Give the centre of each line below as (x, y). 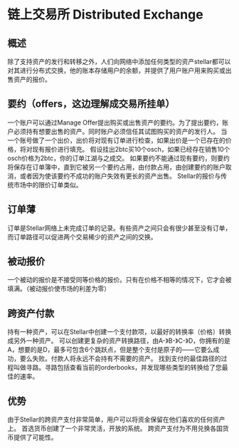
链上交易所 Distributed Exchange (106, 15)
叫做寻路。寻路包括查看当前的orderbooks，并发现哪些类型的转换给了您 (118, 368)
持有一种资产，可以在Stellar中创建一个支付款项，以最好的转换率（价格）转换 (119, 332)
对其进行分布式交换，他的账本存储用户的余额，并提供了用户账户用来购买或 (116, 71)
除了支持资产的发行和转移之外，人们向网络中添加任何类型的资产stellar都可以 (119, 62)
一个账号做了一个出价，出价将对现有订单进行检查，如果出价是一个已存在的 (116, 140)
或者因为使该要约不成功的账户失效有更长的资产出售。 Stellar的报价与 (120, 176)
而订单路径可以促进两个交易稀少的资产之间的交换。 (82, 236)
